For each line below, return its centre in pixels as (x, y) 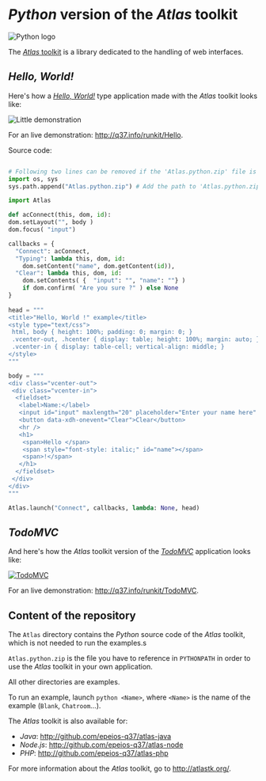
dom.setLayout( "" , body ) (51, 222)
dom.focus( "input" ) (42, 229)
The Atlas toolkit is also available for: (68, 721)
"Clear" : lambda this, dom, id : (69, 273)
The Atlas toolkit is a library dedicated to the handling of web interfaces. (126, 51)
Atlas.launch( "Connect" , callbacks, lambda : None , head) (104, 508)
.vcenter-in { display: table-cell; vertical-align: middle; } (118, 347)
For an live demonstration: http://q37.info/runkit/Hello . (96, 135)
